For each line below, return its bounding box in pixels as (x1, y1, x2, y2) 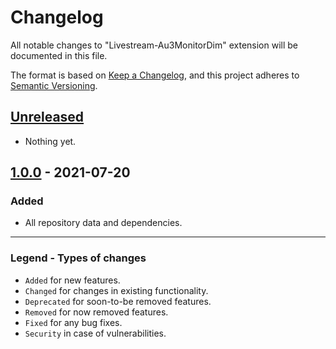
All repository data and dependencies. (24, 217, 183, 229)
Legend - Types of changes (10, 251, 147, 265)
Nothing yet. (24, 135, 77, 147)
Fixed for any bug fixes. (24, 316, 123, 328)
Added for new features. (24, 274, 121, 286)
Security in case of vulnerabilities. (24, 327, 167, 339)
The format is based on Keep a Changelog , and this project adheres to (10, 69, 300, 81)
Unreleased (10, 109, 85, 126)
